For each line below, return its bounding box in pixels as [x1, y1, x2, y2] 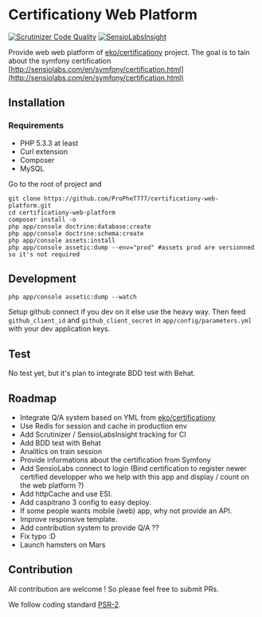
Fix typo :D [19, 532, 56, 541]
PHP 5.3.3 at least [19, 138, 79, 148]
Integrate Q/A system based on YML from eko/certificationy [19, 413, 217, 422]
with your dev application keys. [8, 324, 111, 334]
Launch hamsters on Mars [19, 540, 106, 550]
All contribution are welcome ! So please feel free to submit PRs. [8, 584, 219, 594]
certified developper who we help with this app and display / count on [19, 473, 249, 482]
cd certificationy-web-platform [8, 208, 115, 216]
